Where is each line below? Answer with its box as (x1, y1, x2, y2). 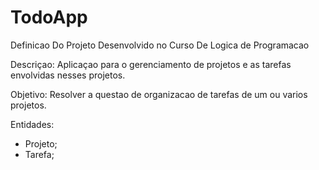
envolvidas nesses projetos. (10, 69, 126, 81)
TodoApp (10, 6, 88, 29)
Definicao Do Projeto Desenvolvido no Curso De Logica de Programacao (10, 39, 310, 51)
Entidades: (10, 118, 55, 130)
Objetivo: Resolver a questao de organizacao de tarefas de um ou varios (10, 88, 308, 100)
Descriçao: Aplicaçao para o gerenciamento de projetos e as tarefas (10, 58, 292, 70)
